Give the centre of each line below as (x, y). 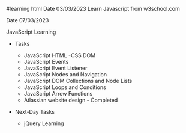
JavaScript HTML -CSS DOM (60, 55)
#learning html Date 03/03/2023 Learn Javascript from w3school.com (93, 9)
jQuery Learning (44, 123)
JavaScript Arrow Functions (58, 94)
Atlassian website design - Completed (71, 100)
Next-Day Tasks (35, 112)
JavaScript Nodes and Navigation (65, 74)
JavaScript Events (46, 62)
